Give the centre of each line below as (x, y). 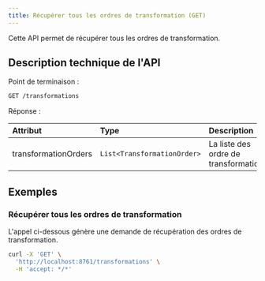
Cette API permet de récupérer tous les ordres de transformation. (114, 38)
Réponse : (24, 111)
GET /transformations (44, 96)
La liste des (230, 144)
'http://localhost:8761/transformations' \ (88, 261)
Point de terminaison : (44, 82)
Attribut (27, 131)
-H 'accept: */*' (44, 269)
